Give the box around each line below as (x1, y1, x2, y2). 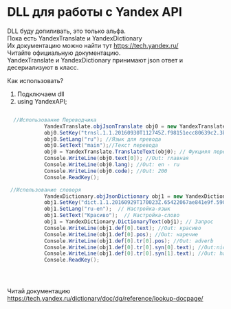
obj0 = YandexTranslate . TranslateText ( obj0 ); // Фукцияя (43, 148, 211, 155)
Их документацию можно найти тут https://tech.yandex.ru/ (7, 41, 179, 49)
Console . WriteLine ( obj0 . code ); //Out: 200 (43, 168, 168, 174)
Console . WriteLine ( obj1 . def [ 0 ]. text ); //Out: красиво (43, 225, 201, 231)
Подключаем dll (16, 90, 65, 98)
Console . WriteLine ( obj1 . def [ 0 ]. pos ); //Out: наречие (43, 231, 198, 238)
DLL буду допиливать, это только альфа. (7, 27, 126, 35)
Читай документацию (7, 287, 71, 295)
